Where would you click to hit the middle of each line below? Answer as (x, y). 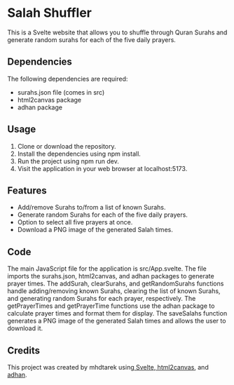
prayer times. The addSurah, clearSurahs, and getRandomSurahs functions (116, 284)
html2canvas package (49, 100)
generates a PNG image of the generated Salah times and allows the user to (117, 321)
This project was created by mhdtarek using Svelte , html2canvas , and (108, 367)
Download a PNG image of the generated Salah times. (95, 230)
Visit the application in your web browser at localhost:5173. (102, 168)
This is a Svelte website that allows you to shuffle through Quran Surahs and (117, 32)
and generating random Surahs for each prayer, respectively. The (102, 299)
